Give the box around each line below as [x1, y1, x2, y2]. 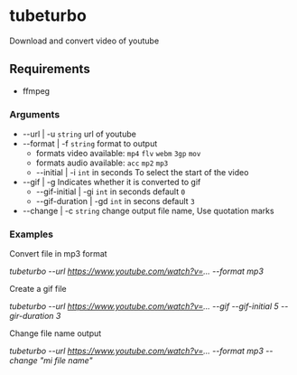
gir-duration [9, 311, 54, 322]
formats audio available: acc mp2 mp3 [35, 157, 169, 168]
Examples [9, 228, 54, 240]
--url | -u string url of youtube [22, 128, 137, 140]
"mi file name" [39, 355, 93, 366]
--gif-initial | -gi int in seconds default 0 [35, 186, 186, 197]
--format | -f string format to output [22, 138, 158, 149]
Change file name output [9, 328, 102, 339]
